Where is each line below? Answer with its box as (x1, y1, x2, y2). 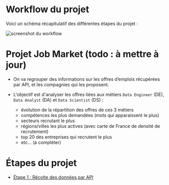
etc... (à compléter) (20, 139, 61, 145)
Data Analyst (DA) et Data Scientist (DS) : (13, 97, 104, 103)
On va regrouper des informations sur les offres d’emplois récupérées (13, 76, 160, 82)
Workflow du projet (6, 4, 89, 15)
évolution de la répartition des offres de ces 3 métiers (20, 106, 134, 113)
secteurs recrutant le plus (20, 118, 75, 124)
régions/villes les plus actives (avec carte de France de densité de (20, 123, 160, 129)
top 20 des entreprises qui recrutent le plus (20, 134, 112, 140)
